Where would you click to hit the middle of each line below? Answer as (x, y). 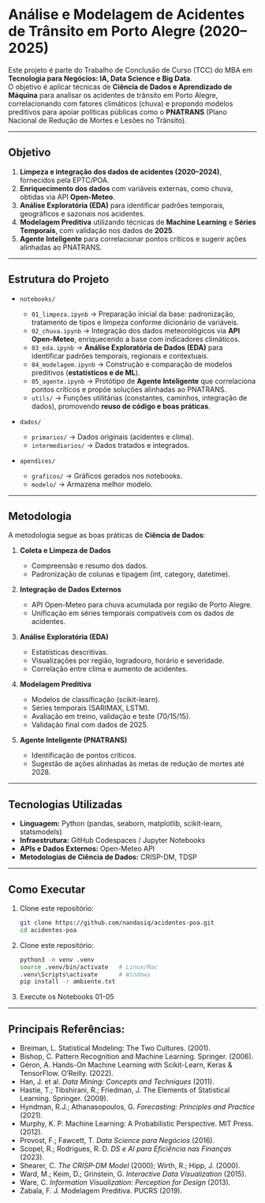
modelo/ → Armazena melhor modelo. (92, 484)
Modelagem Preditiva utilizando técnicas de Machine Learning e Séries (138, 222)
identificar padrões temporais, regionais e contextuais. (120, 355)
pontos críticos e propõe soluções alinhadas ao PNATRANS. (129, 389)
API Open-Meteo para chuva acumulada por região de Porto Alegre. (142, 605)
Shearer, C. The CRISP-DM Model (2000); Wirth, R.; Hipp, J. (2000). (130, 1166)
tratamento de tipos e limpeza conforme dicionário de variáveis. (135, 322)
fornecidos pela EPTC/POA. (64, 180)
